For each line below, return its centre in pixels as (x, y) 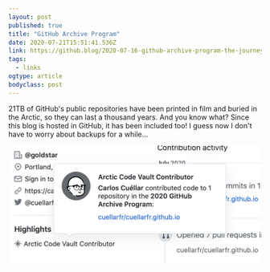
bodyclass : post (35, 84)
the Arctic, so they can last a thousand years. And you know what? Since (129, 117)
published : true (35, 25)
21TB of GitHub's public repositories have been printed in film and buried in (133, 108)
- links (29, 68)
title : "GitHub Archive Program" (64, 34)
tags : (17, 59)
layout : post (30, 17)
